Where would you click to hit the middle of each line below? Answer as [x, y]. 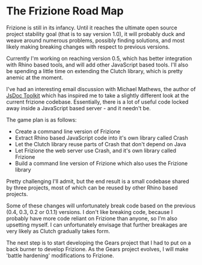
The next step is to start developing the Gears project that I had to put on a [99, 243]
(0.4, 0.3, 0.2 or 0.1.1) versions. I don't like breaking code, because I [90, 212]
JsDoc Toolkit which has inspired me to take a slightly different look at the [98, 95]
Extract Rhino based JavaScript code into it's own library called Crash [101, 138]
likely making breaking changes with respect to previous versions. [88, 47]
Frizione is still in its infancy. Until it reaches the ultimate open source [92, 28]
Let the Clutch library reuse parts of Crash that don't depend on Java [100, 144]
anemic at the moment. [35, 77]
